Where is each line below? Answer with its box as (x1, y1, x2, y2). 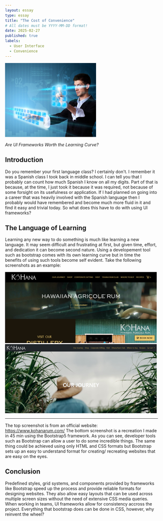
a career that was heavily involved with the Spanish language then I (5, 194, 140, 200)
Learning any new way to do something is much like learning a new (5, 237, 139, 242)
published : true (5, 33, 38, 38)
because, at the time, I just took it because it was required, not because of (5, 184, 153, 190)
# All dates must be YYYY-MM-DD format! (5, 23, 88, 28)
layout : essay (5, 8, 34, 13)
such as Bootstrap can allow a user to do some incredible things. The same (5, 438, 155, 443)
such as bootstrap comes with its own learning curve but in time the (5, 252, 141, 258)
